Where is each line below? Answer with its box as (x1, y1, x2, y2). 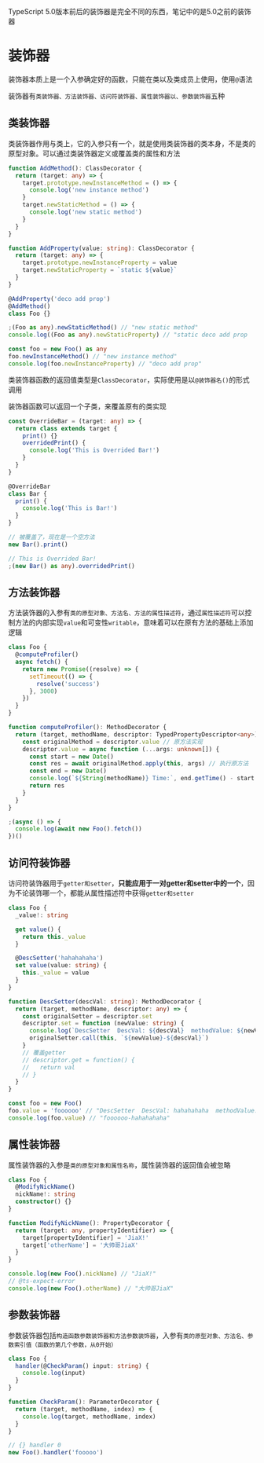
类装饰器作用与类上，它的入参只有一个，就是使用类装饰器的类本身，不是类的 (8, 138, 256, 148)
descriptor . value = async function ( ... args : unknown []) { (22, 745, 220, 753)
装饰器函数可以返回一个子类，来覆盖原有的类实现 (8, 401, 167, 411)
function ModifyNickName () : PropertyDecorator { (8, 1219, 170, 1227)
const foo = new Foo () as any (8, 345, 108, 354)
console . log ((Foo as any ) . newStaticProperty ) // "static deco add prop (8, 331, 247, 339)
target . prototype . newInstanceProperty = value (22, 258, 178, 267)
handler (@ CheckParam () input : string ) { (15, 1362, 149, 1369)
